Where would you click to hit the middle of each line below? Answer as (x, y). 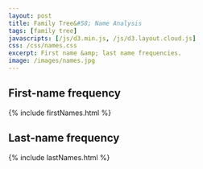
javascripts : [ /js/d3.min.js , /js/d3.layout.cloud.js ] (102, 38)
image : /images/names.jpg (52, 61)
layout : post (30, 16)
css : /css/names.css (43, 46)
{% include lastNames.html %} (59, 157)
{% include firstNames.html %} (60, 113)
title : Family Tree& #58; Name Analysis (75, 23)
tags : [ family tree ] (43, 31)
